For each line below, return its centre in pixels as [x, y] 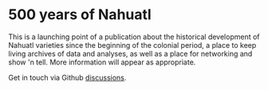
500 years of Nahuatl [80, 15]
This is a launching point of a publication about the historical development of [134, 37]
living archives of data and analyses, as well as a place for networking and [130, 53]
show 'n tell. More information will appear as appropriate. [102, 62]
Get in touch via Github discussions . [67, 77]
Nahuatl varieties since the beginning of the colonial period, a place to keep [132, 45]
